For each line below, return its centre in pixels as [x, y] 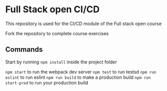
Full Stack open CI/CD [52, 9]
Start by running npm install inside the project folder [61, 62]
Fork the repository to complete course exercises [57, 33]
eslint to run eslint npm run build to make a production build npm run [78, 77]
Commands [24, 50]
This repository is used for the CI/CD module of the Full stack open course [83, 24]
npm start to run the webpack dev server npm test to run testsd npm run [81, 72]
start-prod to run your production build [47, 82]
